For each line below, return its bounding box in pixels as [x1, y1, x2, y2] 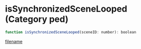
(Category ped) [5, 14, 69, 25]
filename [5, 38, 23, 44]
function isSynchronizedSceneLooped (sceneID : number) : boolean [5, 30, 137, 34]
